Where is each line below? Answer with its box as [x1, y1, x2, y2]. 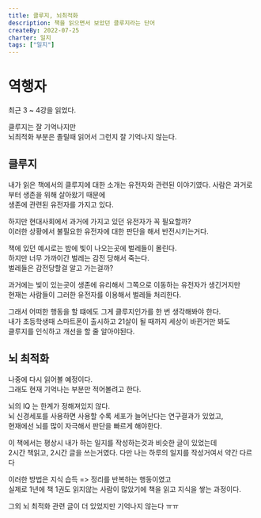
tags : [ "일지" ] [8, 41, 55, 49]
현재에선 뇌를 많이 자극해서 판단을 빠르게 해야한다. [8, 421, 163, 430]
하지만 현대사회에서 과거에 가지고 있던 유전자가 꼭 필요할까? [8, 216, 191, 226]
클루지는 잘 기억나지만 [8, 122, 77, 131]
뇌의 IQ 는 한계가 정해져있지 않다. [8, 401, 111, 410]
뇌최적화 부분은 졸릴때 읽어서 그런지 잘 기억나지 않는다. [8, 132, 177, 142]
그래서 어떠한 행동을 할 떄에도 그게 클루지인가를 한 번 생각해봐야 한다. [8, 307, 221, 316]
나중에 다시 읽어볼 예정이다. [8, 374, 93, 384]
